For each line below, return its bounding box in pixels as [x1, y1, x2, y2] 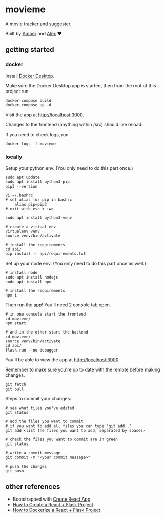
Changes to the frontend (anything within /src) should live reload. [5, 121, 143, 127]
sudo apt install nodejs [5, 274, 58, 280]
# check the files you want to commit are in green [5, 437, 118, 442]
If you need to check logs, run [5, 131, 69, 137]
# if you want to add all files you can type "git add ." [5, 423, 132, 429]
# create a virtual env [5, 224, 56, 229]
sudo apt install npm [5, 279, 52, 284]
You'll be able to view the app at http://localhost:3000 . [5, 356, 120, 363]
